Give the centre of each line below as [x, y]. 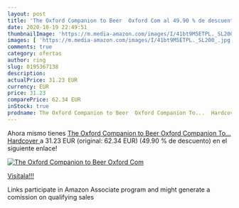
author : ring [27, 60]
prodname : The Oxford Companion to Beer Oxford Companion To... [106, 113]
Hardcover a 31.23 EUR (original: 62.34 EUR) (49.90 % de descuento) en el [117, 141]
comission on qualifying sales [51, 197]
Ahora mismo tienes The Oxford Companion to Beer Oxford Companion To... [119, 133]
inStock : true [28, 106]
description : [27, 73]
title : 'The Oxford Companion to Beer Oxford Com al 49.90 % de [106, 21]
